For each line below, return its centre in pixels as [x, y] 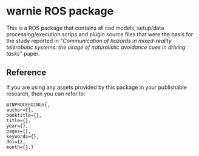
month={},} [20, 147]
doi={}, [16, 141]
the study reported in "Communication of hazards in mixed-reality [89, 41]
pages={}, [19, 131]
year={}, [17, 126]
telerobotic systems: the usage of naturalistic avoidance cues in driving [96, 47]
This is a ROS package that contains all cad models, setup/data [85, 28]
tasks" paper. [23, 53]
